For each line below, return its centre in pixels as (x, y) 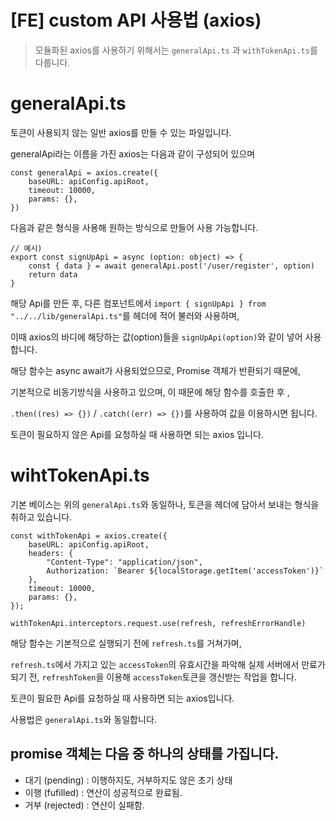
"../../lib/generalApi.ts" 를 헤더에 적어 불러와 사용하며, (125, 315)
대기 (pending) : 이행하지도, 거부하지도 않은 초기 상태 (128, 780)
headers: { (51, 553)
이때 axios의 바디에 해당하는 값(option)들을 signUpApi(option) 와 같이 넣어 (156, 337)
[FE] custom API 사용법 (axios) (136, 20)
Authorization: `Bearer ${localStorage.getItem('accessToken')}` (185, 571)
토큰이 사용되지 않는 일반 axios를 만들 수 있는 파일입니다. (121, 132)
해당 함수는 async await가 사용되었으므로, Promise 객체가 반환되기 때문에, (155, 370)
